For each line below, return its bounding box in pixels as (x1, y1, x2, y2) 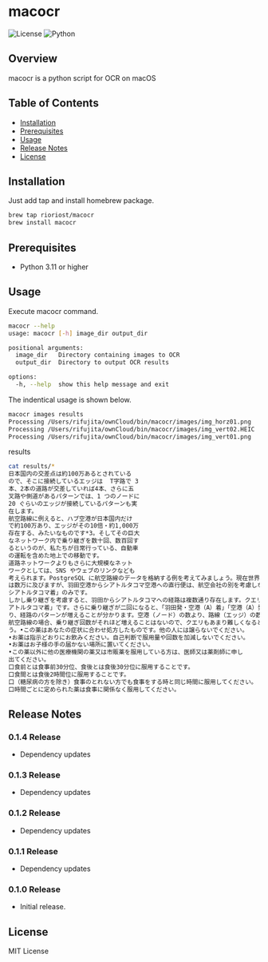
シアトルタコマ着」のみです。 (8, 589, 92, 597)
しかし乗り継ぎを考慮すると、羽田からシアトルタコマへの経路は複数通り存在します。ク (8, 596, 251, 605)
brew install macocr (8, 219, 77, 227)
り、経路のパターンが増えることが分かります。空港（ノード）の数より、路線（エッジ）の (8, 610, 257, 619)
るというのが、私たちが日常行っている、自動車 (8, 544, 139, 552)
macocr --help (8, 322, 56, 330)
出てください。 (8, 656, 50, 664)
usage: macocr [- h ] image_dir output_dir (8, 329, 148, 337)
